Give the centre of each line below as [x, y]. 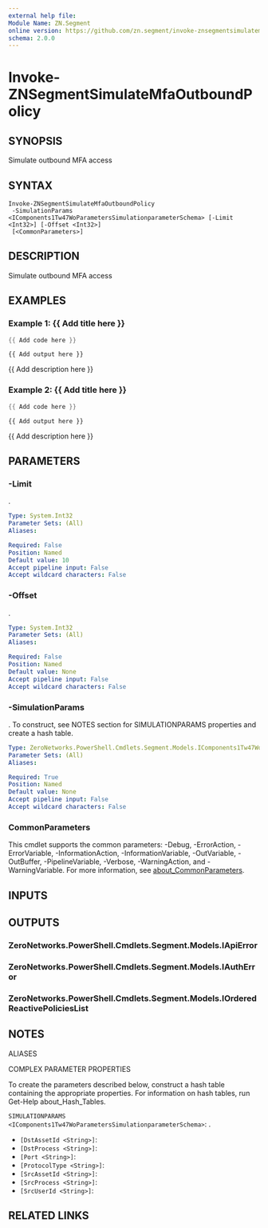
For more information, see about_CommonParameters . [156, 870]
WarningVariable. [37, 870]
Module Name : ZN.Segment [49, 23]
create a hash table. [41, 733]
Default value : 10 [39, 560]
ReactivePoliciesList [49, 1008]
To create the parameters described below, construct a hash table [117, 1084]
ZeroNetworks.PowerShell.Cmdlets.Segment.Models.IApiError [133, 945]
